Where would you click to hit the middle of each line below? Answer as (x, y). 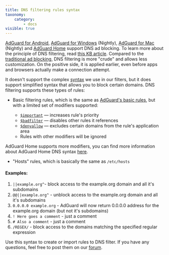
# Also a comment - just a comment (49, 222)
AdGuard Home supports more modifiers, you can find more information (80, 146)
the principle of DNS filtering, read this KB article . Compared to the (75, 54)
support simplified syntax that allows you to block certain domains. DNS (80, 85)
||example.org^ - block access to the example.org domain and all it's (83, 184)
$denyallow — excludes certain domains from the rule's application (89, 126)
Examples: (16, 173)
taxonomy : (16, 15)
